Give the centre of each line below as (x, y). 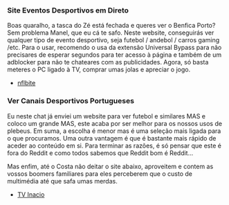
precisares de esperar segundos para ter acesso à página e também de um (114, 55)
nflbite (26, 83)
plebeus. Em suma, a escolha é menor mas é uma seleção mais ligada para (114, 131)
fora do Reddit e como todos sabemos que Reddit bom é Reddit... (100, 153)
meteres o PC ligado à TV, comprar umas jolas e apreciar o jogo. (99, 70)
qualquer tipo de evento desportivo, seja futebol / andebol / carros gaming (113, 40)
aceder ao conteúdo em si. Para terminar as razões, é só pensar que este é (114, 145)
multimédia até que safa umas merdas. (62, 181)
